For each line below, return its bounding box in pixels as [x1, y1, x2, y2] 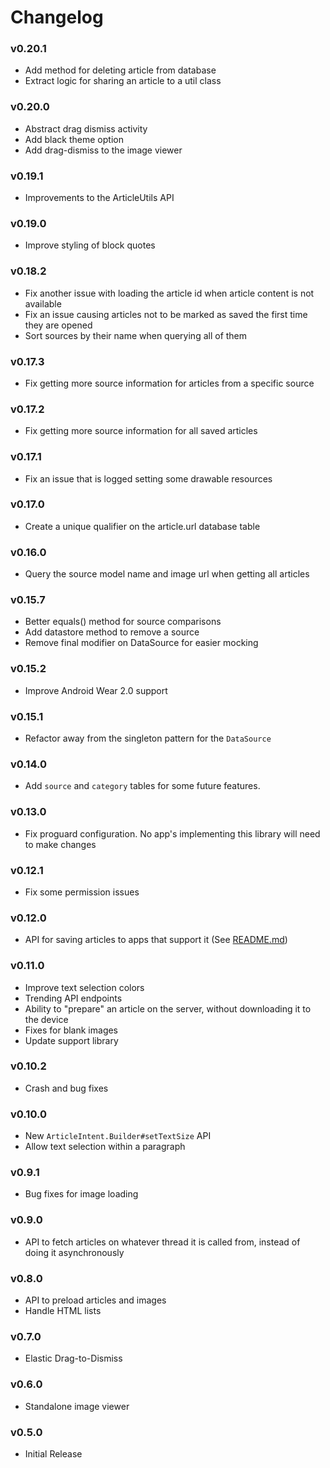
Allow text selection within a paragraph [24, 1141, 186, 1153]
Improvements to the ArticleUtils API [24, 192, 175, 204]
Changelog [10, 6, 104, 29]
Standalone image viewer [24, 1400, 130, 1412]
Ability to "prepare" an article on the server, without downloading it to [24, 1002, 312, 1015]
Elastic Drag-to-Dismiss [24, 1352, 123, 1365]
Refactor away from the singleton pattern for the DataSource [24, 732, 272, 745]
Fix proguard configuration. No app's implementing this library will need [24, 827, 321, 840]
